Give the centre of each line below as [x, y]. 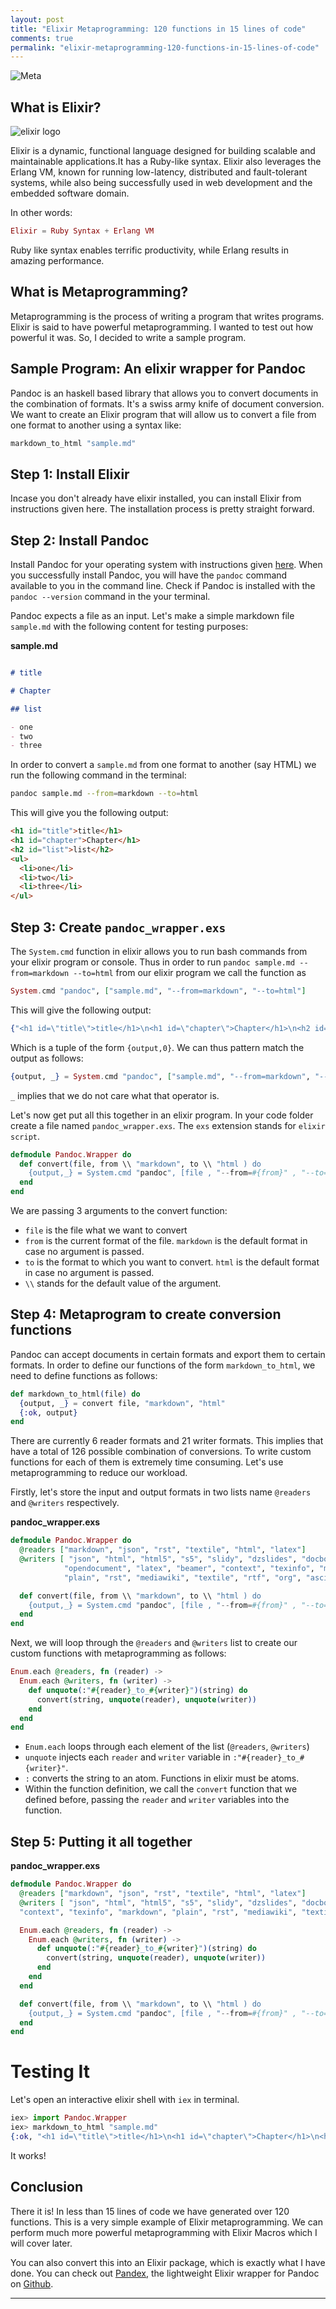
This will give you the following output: [89, 813]
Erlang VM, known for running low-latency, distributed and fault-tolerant [159, 172]
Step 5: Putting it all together [101, 1841]
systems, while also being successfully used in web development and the [161, 183]
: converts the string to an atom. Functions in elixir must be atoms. [162, 1778]
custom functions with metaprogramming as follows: [118, 1653]
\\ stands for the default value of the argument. [123, 1283]
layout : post [37, 19]
